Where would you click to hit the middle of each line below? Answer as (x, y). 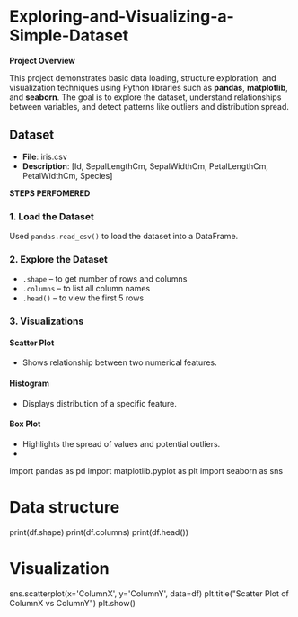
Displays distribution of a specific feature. (100, 403)
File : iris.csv (44, 156)
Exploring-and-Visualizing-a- (122, 17)
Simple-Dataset (69, 36)
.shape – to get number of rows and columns (105, 279)
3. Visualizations (47, 321)
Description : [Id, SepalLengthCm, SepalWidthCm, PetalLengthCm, (145, 166)
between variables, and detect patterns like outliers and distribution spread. (149, 106)
